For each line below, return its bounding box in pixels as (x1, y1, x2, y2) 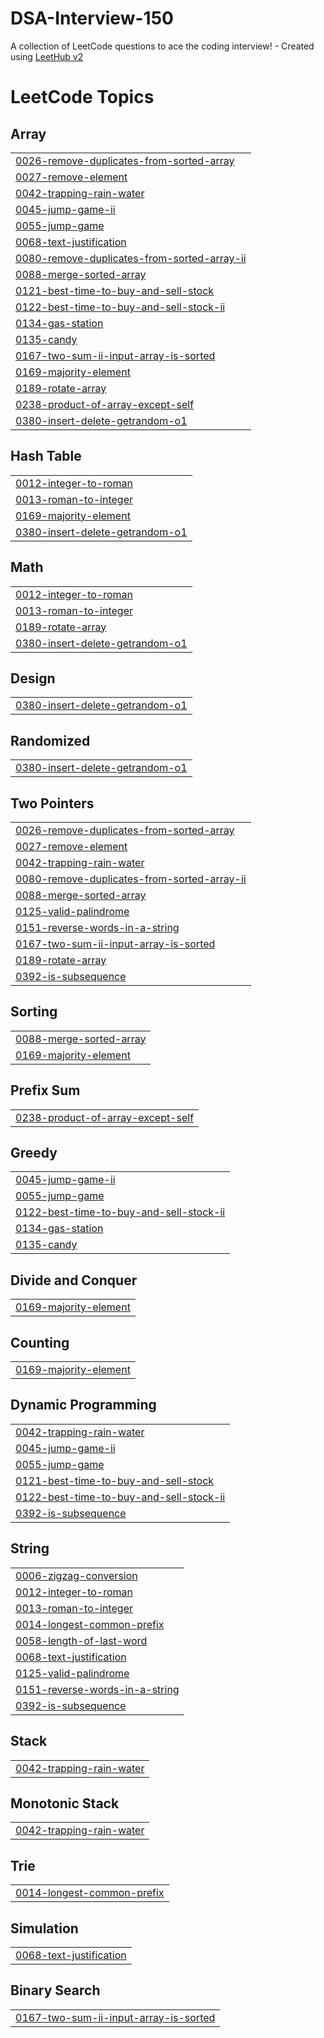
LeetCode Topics (10, 86, 155, 109)
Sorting (10, 1003, 58, 1021)
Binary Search (10, 1982, 101, 1999)
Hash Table (10, 448, 82, 465)
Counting (10, 1334, 70, 1351)
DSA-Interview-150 (10, 7, 174, 30)
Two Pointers (10, 795, 95, 812)
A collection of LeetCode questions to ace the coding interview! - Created (10, 40, 315, 52)
